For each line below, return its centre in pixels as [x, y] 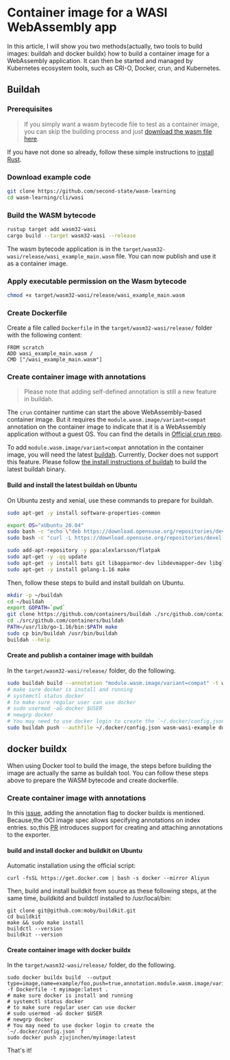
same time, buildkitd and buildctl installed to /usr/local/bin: [89, 898]
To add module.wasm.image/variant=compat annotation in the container [105, 448]
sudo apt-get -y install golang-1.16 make [68, 569]
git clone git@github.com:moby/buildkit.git [72, 911]
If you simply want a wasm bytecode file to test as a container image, [122, 124]
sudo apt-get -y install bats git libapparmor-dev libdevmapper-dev [107, 563]
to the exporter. [29, 835]
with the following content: [44, 335]
